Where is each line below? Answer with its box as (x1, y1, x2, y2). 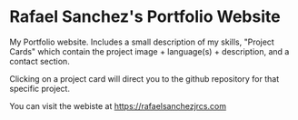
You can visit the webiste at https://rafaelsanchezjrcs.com (9, 100, 227, 111)
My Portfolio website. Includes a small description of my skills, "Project (9, 36, 274, 47)
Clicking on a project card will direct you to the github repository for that (9, 73, 280, 84)
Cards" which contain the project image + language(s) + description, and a (9, 45, 290, 56)
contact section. (9, 55, 70, 66)
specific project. (9, 83, 71, 94)
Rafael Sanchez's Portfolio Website (9, 6, 281, 27)
